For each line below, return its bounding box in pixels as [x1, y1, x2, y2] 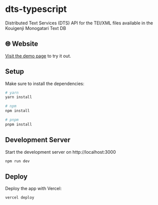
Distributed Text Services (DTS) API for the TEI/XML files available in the [5, 20, 153, 26]
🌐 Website [5, 40, 38, 48]
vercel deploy [5, 195, 35, 200]
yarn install [5, 95, 32, 100]
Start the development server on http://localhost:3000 [5, 149, 116, 155]
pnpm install [5, 122, 32, 127]
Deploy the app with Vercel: [5, 186, 62, 192]
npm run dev [5, 158, 30, 164]
